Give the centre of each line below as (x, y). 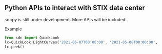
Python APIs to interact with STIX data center (75, 8)
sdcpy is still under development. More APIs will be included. (66, 19)
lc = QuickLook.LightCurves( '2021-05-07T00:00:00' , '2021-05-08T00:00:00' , (81, 42)
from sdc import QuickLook (32, 38)
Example (13, 29)
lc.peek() (15, 47)
